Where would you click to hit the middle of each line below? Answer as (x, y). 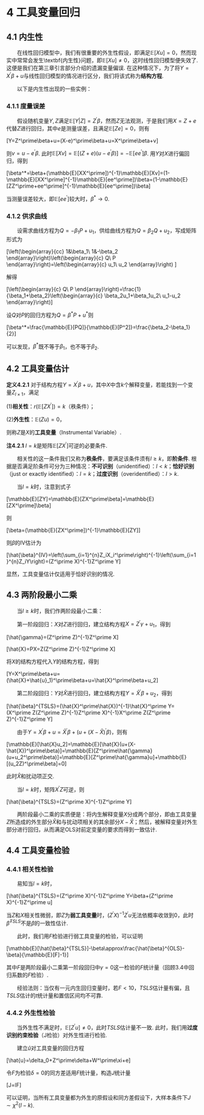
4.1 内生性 (25, 37)
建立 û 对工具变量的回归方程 (51, 1048)
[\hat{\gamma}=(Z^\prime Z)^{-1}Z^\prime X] (62, 637)
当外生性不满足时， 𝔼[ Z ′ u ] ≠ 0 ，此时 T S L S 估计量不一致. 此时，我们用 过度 (107, 1027)
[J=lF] (14, 1085)
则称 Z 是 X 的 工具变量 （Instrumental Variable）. (64, 433)
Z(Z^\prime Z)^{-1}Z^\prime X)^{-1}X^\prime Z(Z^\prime (102, 713)
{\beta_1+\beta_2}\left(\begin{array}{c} (55, 296)
